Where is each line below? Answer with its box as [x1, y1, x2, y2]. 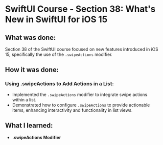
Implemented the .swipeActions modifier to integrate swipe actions [12, 92, 148, 97]
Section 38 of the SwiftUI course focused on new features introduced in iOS [5, 47, 158, 52]
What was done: [5, 33, 56, 42]
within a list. [12, 97, 37, 102]
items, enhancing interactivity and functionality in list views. [12, 107, 133, 113]
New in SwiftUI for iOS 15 [5, 14, 108, 25]
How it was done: [5, 66, 59, 74]
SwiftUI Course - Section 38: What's [5, 3, 156, 15]
